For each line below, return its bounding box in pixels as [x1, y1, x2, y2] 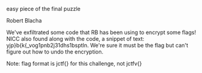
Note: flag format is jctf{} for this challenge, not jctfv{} [6, 60, 142, 67]
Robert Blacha [6, 17, 42, 24]
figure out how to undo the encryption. [6, 48, 104, 55]
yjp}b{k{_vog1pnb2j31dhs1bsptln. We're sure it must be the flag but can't [6, 42, 189, 49]
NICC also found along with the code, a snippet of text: [6, 35, 145, 42]
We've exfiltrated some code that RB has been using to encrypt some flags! [6, 29, 197, 36]
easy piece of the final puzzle [6, 5, 81, 12]
